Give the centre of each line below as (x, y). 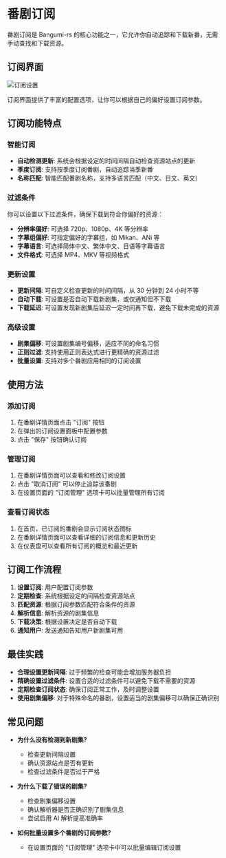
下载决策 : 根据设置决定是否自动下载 (67, 622)
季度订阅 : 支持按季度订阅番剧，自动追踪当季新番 (85, 170)
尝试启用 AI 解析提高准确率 (65, 818)
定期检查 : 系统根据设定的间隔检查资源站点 (76, 596)
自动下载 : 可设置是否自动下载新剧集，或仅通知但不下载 (94, 299)
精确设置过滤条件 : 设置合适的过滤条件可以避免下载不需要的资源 (106, 681)
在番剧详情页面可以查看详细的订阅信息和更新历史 (86, 537)
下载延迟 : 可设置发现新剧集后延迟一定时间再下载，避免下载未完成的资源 (118, 308)
